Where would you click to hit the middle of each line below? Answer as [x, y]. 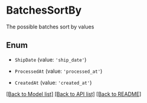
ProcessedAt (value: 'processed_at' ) [58, 71]
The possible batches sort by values [50, 27]
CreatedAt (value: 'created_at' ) [53, 82]
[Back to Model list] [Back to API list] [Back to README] [74, 94]
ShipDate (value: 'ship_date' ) [50, 59]
